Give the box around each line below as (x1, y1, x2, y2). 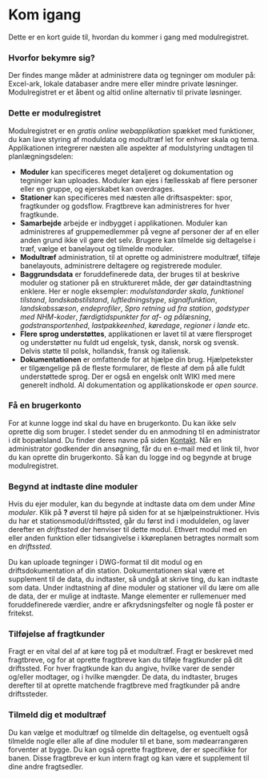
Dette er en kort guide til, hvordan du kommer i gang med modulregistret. (8, 32, 250, 42)
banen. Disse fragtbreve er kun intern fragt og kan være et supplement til (8, 753, 250, 763)
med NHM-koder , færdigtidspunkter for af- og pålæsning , (19, 311, 211, 322)
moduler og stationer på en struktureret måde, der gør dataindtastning (19, 278, 252, 287)
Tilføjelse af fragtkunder (8, 628, 106, 639)
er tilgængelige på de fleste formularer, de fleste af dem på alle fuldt (19, 363, 246, 372)
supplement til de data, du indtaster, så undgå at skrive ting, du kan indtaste (8, 574, 258, 584)
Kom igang (8, 6, 82, 24)
